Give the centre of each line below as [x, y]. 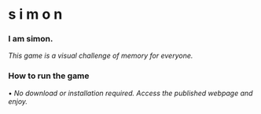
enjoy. [18, 101]
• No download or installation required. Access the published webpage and [130, 93]
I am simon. [31, 39]
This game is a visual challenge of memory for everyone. [101, 55]
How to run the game [49, 76]
